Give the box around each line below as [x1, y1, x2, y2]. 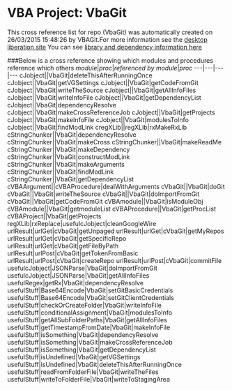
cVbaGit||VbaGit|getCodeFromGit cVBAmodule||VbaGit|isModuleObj [7, 197, 203, 205]
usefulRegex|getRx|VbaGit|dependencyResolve [7, 278, 144, 287]
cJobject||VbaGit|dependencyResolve [7, 100, 117, 109]
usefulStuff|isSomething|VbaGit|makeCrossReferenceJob [7, 338, 173, 346]
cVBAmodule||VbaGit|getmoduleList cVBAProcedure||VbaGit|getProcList [7, 204, 216, 213]
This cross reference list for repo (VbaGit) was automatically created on [7, 28, 213, 36]
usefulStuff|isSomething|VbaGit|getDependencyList [7, 345, 157, 354]
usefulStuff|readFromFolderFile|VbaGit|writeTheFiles [7, 368, 159, 376]
